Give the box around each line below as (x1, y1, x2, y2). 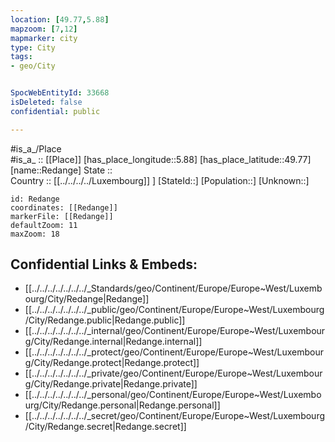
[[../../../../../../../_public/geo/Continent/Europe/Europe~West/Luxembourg (24, 304, 325, 316)
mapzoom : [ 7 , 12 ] (10, 24, 78, 34)
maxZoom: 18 (10, 229, 60, 239)
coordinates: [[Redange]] (10, 202, 118, 213)
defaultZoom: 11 (10, 220, 78, 230)
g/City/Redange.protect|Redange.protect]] (24, 357, 200, 369)
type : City (10, 42, 56, 53)
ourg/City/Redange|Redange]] (24, 293, 150, 305)
